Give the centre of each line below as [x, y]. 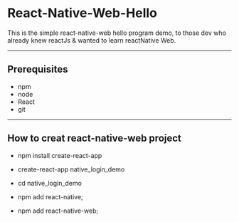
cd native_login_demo [49, 183]
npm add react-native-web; [58, 211]
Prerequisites [38, 69]
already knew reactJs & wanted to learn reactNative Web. [92, 40]
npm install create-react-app [60, 155]
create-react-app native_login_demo [71, 169]
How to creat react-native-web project [94, 138]
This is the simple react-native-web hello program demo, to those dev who [117, 33]
